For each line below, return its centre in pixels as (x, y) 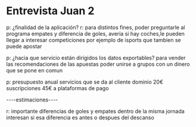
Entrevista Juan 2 (50, 11)
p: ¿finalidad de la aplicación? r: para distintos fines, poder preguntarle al (96, 27)
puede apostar (24, 46)
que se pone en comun (35, 70)
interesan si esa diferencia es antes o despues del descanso (80, 118)
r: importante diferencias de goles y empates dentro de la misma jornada (95, 111)
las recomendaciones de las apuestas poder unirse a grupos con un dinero (98, 64)
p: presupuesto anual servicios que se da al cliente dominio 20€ (85, 82)
